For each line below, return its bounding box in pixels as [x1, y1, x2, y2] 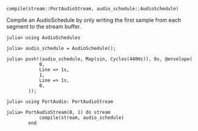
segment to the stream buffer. [6, 23, 81, 30]
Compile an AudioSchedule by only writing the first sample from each [6, 16, 182, 24]
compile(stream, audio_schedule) [38, 115, 124, 121]
